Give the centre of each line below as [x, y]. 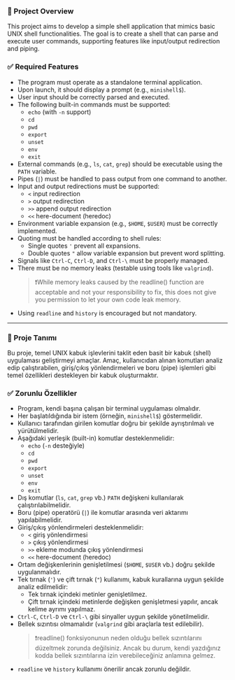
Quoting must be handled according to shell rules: [90, 238]
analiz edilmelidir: [43, 587]
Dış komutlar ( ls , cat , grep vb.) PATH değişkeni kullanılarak [100, 498]
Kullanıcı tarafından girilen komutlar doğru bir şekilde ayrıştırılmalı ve [116, 423]
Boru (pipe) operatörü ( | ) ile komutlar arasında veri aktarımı [103, 513]
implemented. [37, 231]
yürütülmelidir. [38, 431]
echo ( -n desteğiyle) [56, 446]
